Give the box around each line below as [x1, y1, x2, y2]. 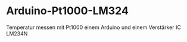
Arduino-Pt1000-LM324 [6, 4, 129, 18]
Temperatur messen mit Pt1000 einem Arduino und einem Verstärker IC [6, 24, 182, 31]
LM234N [6, 30, 28, 37]
